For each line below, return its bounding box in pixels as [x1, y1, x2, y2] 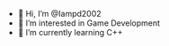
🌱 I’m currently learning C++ [17, 27, 123, 37]
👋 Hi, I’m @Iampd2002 [17, 9, 102, 19]
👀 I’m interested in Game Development [17, 18, 160, 28]
